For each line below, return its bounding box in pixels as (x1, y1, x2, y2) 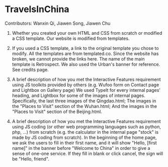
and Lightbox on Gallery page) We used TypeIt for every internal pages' (12, 87, 160, 93)
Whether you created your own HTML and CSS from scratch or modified (12, 30, 162, 36)
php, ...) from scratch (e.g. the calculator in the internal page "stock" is (12, 129, 159, 135)
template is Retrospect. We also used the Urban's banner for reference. (12, 61, 160, 67)
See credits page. (12, 67, 49, 73)
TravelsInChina (5, 4, 69, 15)
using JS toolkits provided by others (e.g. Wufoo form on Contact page (12, 82, 159, 88)
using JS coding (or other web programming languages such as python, (12, 124, 161, 130)
